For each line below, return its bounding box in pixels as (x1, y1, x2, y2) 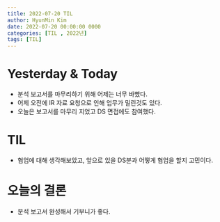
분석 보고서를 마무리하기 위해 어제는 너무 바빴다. (17, 90, 148, 98)
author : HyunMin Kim (7, 17, 68, 24)
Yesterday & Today (7, 66, 118, 82)
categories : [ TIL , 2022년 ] (7, 29, 87, 37)
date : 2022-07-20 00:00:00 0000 (7, 23, 101, 30)
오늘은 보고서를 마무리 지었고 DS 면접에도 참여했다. (17, 107, 157, 116)
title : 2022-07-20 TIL (7, 10, 73, 17)
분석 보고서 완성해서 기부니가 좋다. (17, 207, 111, 216)
